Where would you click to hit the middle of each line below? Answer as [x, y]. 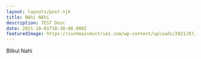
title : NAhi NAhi [28, 17]
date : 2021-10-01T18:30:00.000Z [46, 28]
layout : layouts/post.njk [38, 12]
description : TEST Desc [36, 23]
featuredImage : [25, 34]
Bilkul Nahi [19, 51]
